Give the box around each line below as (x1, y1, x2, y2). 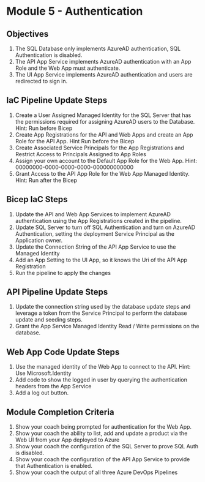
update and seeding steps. (15, 316, 83, 323)
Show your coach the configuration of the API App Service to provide (15, 456, 190, 463)
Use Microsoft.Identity (15, 369, 72, 377)
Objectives (6, 29, 49, 39)
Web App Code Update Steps (6, 347, 120, 357)
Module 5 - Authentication (6, 4, 143, 18)
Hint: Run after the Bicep (15, 176, 78, 184)
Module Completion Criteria (6, 407, 114, 417)
